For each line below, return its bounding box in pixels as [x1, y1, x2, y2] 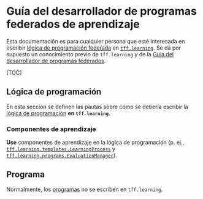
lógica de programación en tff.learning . [6, 109, 110, 117]
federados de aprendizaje [6, 17, 140, 31]
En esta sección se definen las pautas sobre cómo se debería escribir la [6, 103, 188, 110]
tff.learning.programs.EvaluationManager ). [6, 152, 118, 159]
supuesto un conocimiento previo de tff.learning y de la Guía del [6, 50, 174, 58]
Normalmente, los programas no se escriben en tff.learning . [6, 186, 163, 193]
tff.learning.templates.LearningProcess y [6, 145, 115, 152]
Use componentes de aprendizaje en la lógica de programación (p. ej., [6, 139, 185, 146]
